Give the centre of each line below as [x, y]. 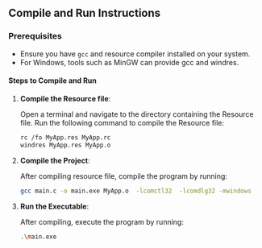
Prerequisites [35, 36]
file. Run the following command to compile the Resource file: [122, 122]
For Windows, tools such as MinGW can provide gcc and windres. [129, 62]
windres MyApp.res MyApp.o [65, 145]
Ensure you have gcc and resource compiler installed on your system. [135, 54]
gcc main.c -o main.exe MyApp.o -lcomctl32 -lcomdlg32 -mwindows [136, 191]
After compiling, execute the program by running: [102, 221]
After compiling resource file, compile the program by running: [124, 176]
